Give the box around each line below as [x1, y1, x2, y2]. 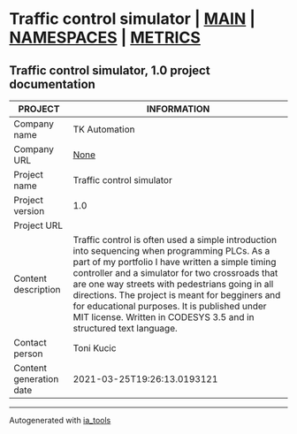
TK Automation [72, 124, 135, 135]
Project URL [13, 219, 64, 232]
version [13, 205, 45, 217]
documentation [9, 76, 95, 92]
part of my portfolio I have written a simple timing [72, 256, 277, 268]
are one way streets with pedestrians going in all [72, 278, 274, 290]
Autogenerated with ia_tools [9, 415, 111, 425]
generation [13, 373, 59, 385]
